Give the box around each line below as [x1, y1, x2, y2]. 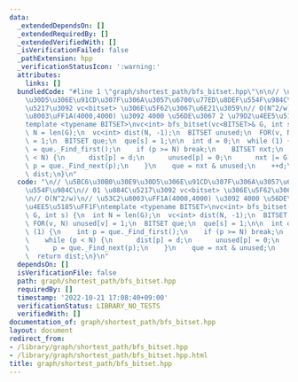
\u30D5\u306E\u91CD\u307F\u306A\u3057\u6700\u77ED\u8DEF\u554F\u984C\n [25, 95, 295, 105]
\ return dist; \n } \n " [25, 252, 109, 261]
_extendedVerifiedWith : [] [17, 37, 117, 47]
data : [9, 12, 29, 22]
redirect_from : [9, 334, 66, 343]
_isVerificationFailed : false [17, 46, 129, 55]
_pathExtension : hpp [17, 54, 93, 63]
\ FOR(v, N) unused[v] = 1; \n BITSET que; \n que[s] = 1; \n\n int [25, 219, 284, 228]
